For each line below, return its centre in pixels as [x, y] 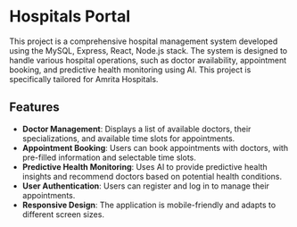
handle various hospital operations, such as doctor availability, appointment [148, 60]
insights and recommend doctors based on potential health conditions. [152, 176]
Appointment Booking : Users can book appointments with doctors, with [155, 147]
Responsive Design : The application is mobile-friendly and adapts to [149, 205]
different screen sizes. [63, 214]
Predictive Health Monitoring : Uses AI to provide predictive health [144, 166]
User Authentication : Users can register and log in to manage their [146, 186]
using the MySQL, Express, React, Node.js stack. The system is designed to [148, 50]
